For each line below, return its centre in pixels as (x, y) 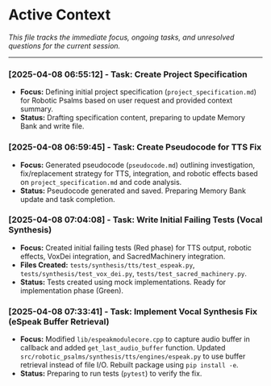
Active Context (60, 15)
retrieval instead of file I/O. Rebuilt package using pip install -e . (129, 365)
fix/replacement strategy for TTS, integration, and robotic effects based (139, 173)
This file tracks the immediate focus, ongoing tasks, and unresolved (121, 37)
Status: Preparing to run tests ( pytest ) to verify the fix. (111, 374)
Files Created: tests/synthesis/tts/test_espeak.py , (107, 265)
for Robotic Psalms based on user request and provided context (126, 101)
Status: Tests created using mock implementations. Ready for (123, 282)
